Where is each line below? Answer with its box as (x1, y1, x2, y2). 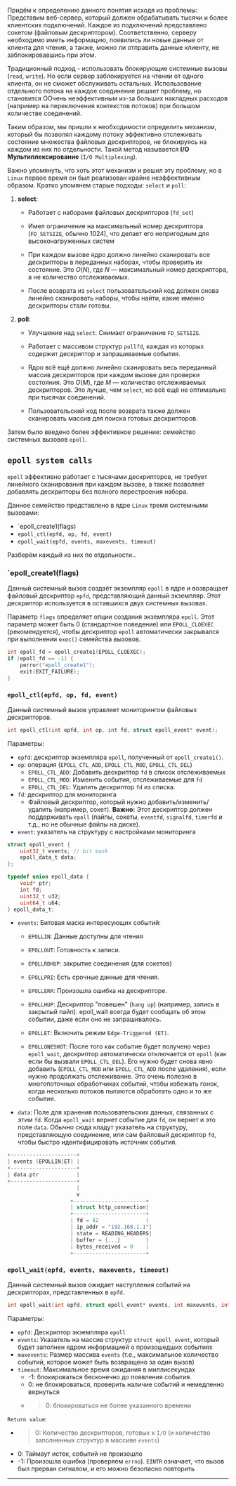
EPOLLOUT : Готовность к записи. (27, 946, 121, 954)
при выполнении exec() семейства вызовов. (7, 635, 141, 643)
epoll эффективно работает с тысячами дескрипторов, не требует (7, 472, 208, 480)
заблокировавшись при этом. (7, 51, 97, 59)
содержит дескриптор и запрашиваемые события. (27, 350, 181, 357)
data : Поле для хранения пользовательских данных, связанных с (17, 1108, 214, 1117)
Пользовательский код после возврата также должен (27, 407, 191, 415)
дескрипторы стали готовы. (27, 301, 112, 310)
